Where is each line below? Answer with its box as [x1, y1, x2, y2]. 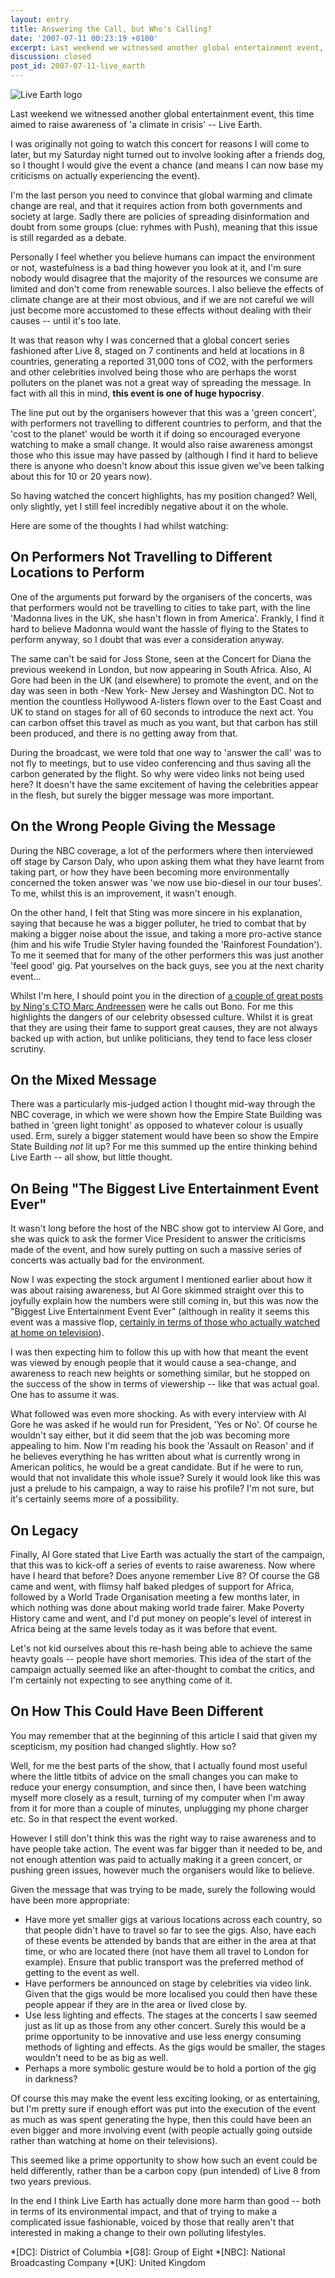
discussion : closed [10, 52, 92, 62]
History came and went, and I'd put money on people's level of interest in [10, 1612, 312, 1625]
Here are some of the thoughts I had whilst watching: [10, 520, 229, 531]
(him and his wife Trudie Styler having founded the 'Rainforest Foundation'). [10, 938, 323, 950]
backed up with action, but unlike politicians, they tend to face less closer [10, 1032, 313, 1044]
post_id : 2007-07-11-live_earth [10, 61, 145, 71]
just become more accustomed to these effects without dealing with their [10, 304, 312, 316]
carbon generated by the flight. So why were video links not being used [10, 767, 305, 780]
